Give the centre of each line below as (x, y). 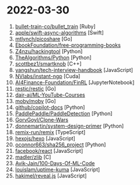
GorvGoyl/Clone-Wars (42, 119)
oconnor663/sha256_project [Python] (60, 145)
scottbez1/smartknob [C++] (48, 64)
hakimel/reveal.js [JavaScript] (51, 176)
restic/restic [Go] (35, 88)
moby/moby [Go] (35, 101)
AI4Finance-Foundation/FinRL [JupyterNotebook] (75, 82)
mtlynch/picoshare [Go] (43, 39)
